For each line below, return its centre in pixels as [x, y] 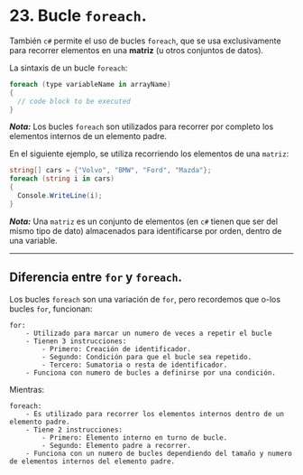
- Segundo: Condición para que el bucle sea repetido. [147, 357]
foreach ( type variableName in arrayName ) [90, 84]
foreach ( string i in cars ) [62, 179]
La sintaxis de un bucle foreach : [69, 68]
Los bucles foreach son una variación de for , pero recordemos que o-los [145, 299]
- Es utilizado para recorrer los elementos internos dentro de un [155, 414]
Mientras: [27, 389]
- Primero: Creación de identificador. [117, 349]
